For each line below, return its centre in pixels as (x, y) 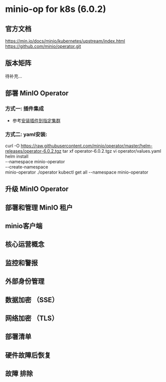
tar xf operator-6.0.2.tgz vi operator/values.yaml (112, 151)
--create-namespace (27, 167)
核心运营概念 (25, 244)
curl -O (12, 146)
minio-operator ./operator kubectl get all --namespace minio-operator (77, 172)
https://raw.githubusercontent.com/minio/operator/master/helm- (86, 146)
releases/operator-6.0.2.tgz (33, 151)
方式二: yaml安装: (26, 134)
